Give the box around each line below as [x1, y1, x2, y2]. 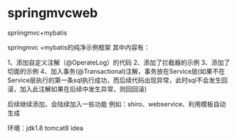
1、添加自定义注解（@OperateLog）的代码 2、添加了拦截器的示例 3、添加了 [7, 58, 231, 67]
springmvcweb [7, 5, 98, 21]
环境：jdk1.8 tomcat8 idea [7, 123, 84, 132]
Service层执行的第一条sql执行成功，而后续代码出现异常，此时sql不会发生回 [7, 76, 228, 84]
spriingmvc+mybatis [7, 28, 68, 37]
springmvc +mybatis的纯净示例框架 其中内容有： [7, 43, 151, 51]
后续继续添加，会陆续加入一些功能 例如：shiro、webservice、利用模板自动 [7, 99, 226, 108]
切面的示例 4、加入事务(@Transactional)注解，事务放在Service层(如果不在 [7, 67, 226, 75]
